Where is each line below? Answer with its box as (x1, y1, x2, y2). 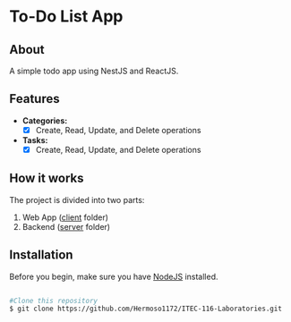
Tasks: (21, 134, 48, 145)
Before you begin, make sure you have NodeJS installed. (9, 271, 218, 282)
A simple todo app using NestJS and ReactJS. (9, 65, 179, 76)
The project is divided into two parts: (9, 194, 145, 205)
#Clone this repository (9, 296, 98, 305)
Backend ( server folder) (21, 221, 110, 232)
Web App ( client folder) (21, 212, 109, 223)
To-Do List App (9, 6, 124, 27)
